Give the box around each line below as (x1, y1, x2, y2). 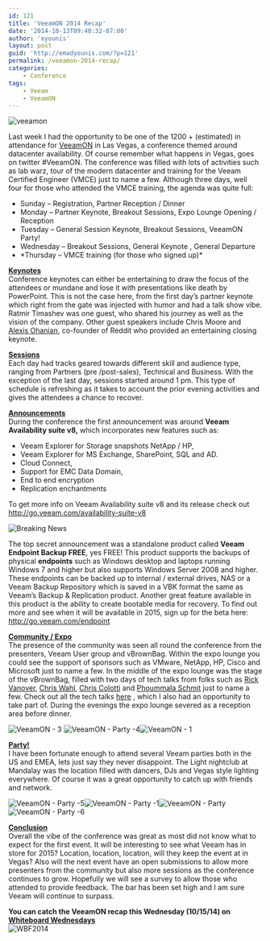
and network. (8, 783, 52, 793)
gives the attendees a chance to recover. (8, 392, 144, 403)
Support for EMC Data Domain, (19, 466, 123, 476)
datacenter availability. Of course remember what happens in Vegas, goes (8, 149, 255, 159)
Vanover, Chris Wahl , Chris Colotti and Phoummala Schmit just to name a (8, 683, 250, 693)
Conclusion (8, 823, 48, 832)
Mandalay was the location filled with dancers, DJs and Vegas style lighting (8, 766, 260, 776)
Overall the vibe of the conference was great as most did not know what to (8, 831, 256, 841)
